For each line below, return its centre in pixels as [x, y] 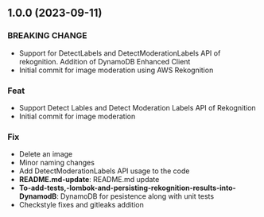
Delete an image [46, 154]
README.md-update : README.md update [89, 180]
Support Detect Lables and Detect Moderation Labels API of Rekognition [137, 107]
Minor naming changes [56, 163]
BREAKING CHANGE [47, 36]
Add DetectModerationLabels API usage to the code [104, 171]
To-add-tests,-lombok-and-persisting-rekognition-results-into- [127, 188]
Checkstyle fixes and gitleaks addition [81, 205]
